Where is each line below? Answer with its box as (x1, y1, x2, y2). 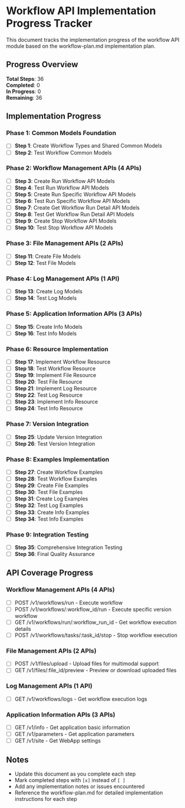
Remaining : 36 (6, 94, 42, 101)
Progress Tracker (6, 17, 92, 30)
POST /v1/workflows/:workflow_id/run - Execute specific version (14, 606, 172, 613)
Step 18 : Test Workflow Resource (14, 365, 96, 372)
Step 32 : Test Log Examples (14, 502, 84, 509)
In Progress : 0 (6, 87, 41, 95)
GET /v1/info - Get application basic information (14, 724, 131, 731)
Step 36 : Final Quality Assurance (14, 551, 95, 557)
